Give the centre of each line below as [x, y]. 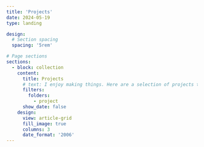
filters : [33, 90]
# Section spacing [35, 40]
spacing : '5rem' [32, 45]
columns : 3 [36, 129]
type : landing [24, 23]
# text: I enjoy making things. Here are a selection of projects [108, 84]
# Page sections [27, 56]
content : [28, 73]
